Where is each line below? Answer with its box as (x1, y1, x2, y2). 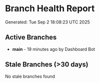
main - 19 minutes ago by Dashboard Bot (12, 46, 96, 52)
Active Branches (5, 33, 57, 41)
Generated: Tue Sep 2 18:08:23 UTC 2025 (5, 19, 90, 25)
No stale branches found (5, 73, 55, 79)
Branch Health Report (5, 3, 95, 14)
